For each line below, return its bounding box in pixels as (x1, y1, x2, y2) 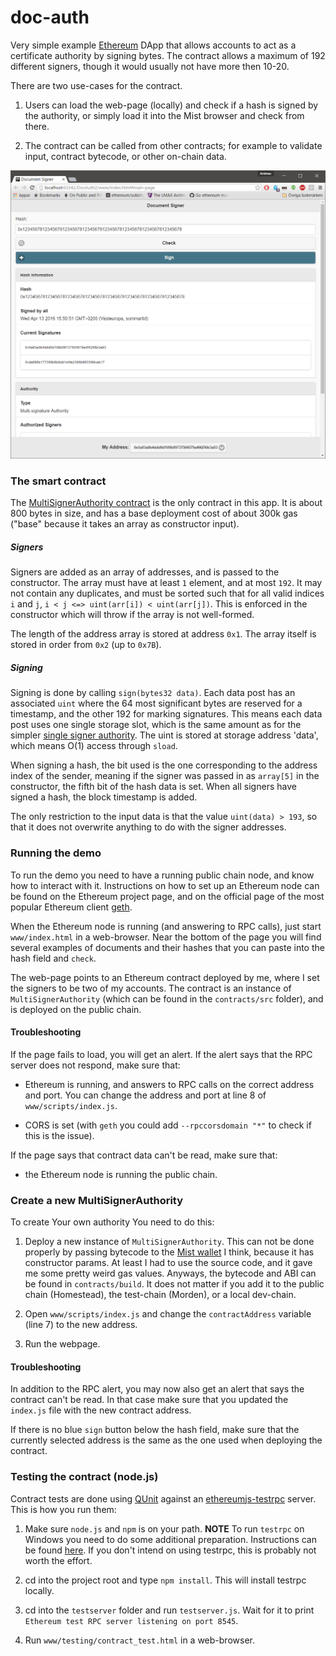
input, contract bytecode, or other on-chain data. (24, 150, 227, 162)
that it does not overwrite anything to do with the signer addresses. (10, 821, 287, 833)
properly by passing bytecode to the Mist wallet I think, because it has (24, 1246, 315, 1258)
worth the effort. (24, 1554, 93, 1566)
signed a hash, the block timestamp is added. (10, 791, 198, 803)
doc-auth (10, 6, 90, 29)
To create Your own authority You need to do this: (10, 1216, 215, 1228)
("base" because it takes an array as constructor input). (10, 518, 240, 530)
